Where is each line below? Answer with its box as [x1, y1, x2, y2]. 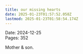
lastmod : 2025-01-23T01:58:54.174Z [5, 16, 79, 21]
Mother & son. [5, 45, 34, 51]
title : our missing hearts [5, 7, 61, 12]
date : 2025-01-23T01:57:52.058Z [5, 12, 72, 17]
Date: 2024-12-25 [5, 30, 41, 36]
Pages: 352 [5, 35, 29, 41]
